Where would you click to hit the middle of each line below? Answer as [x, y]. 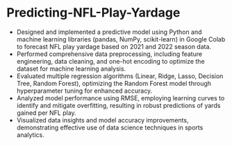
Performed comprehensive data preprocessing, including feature [109, 54]
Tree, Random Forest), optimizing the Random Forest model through [114, 83]
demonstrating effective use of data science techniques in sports [110, 127]
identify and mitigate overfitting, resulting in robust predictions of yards [118, 105]
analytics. [30, 135]
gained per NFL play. [47, 113]
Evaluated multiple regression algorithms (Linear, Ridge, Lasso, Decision [120, 76]
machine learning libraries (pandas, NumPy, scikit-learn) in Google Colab [121, 39]
